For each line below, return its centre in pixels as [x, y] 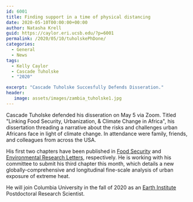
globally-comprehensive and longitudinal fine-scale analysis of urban [90, 170]
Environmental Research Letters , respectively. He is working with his [89, 157]
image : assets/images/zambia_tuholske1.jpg [68, 98]
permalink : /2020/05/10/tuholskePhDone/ [56, 39]
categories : [21, 44]
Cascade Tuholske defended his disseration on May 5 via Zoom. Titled [91, 115]
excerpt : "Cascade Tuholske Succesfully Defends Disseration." [85, 88]
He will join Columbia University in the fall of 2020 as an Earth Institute [91, 187]
